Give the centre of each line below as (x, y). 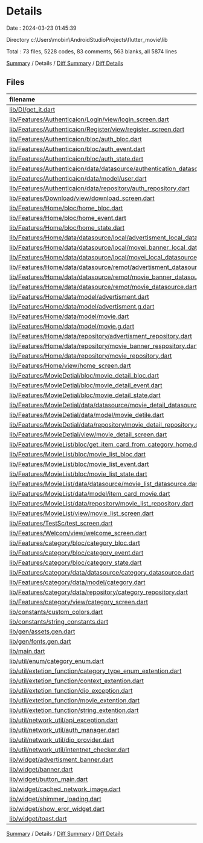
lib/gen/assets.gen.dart (42, 631)
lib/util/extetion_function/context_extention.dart (76, 681)
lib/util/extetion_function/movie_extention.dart (75, 700)
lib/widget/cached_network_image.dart (65, 789)
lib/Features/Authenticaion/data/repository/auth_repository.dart (99, 188)
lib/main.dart (27, 651)
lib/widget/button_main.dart (49, 779)
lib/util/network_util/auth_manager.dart (64, 730)
